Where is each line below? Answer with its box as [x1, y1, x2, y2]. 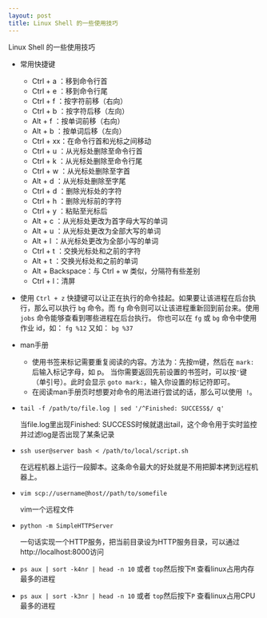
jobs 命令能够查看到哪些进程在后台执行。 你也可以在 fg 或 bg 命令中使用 [19, 313, 257, 322]
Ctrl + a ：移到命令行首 [31, 76, 108, 86]
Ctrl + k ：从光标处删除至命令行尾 [31, 156, 143, 165]
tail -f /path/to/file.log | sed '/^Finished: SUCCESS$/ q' [19, 405, 225, 413]
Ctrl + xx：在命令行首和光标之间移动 [31, 136, 152, 146]
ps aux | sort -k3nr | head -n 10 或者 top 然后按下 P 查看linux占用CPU [19, 591, 256, 600]
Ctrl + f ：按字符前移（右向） [31, 96, 128, 106]
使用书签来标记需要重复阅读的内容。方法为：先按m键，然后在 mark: [31, 357, 254, 366]
